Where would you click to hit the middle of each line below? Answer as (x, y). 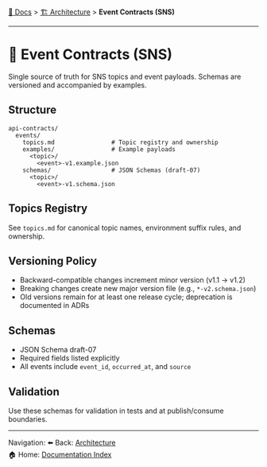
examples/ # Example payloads (99, 149)
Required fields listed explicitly (70, 358)
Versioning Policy (53, 261)
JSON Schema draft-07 (58, 350)
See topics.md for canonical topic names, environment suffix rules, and (125, 228)
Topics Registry (48, 209)
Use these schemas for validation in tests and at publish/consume (116, 411)
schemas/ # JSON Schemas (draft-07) (112, 170)
